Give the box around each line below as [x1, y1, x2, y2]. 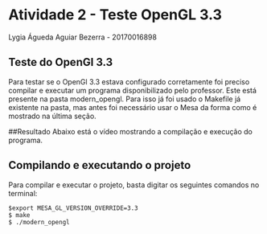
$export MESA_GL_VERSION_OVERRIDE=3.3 [8, 203, 138, 212]
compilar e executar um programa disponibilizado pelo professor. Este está [8, 85, 257, 95]
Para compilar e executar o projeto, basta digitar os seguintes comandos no [8, 179, 260, 190]
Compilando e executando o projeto [8, 158, 191, 172]
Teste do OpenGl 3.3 [8, 55, 113, 69]
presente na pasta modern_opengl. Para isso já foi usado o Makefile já [8, 94, 241, 104]
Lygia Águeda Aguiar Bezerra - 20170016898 [8, 32, 157, 42]
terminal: [8, 188, 38, 198]
